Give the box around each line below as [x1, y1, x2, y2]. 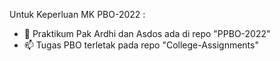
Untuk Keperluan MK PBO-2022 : [9, 9, 146, 20]
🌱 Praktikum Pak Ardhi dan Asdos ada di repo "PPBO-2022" [23, 28, 271, 39]
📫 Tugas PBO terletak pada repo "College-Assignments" [23, 39, 259, 51]
